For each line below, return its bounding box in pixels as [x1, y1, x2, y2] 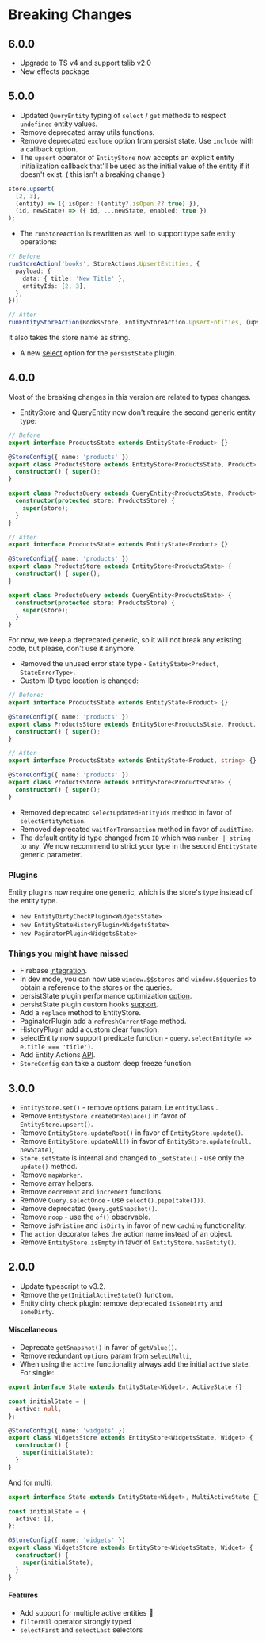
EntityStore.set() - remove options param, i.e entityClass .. [19, 1102, 218, 1112]
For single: [19, 1368, 55, 1378]
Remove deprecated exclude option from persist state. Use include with [19, 136, 254, 145]
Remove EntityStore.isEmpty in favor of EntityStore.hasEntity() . [19, 1237, 237, 1247]
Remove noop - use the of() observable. [19, 1212, 150, 1222]
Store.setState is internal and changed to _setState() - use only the [19, 1153, 245, 1163]
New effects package [19, 67, 90, 76]
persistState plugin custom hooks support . [19, 999, 159, 1009]
